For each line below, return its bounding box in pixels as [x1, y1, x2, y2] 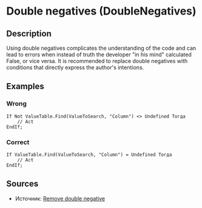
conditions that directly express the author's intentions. [6, 64, 144, 71]
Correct [6, 138, 30, 146]
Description [6, 29, 52, 39]
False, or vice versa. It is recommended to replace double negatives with [6, 58, 188, 64]
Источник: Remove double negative [15, 195, 106, 202]
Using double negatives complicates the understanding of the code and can [6, 44, 197, 52]
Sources [6, 179, 39, 189]
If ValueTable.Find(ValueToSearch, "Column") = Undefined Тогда [6, 152, 172, 158]
